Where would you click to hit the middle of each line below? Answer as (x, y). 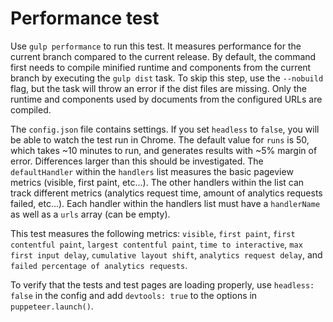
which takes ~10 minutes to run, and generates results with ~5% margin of (164, 150)
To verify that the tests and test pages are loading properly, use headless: (162, 284)
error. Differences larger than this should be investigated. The (137, 161)
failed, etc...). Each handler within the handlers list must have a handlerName (165, 203)
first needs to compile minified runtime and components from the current (161, 67)
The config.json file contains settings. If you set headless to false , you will (165, 129)
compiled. (31, 109)
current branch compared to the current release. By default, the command (163, 56)
